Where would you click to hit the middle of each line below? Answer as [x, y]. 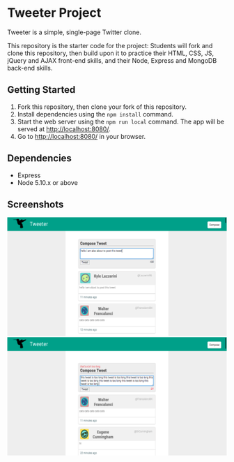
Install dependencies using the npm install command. [95, 114]
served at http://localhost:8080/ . [64, 129]
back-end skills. [30, 68]
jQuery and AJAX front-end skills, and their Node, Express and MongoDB [112, 60]
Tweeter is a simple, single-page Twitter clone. [74, 32]
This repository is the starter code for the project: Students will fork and [110, 45]
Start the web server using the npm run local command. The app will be [121, 121]
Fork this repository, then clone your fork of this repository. [102, 107]
